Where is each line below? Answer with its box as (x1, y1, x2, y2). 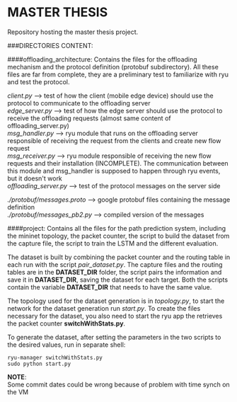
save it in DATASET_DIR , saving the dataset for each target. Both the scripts (7, 275, 229, 284)
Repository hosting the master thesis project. (7, 28, 139, 36)
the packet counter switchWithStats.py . (7, 319, 126, 328)
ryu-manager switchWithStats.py (7, 354, 103, 361)
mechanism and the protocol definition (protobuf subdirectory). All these (7, 62, 219, 71)
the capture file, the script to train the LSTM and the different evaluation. (7, 239, 219, 248)
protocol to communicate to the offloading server (7, 98, 151, 107)
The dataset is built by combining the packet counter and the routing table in (7, 253, 231, 261)
